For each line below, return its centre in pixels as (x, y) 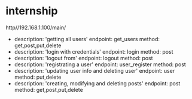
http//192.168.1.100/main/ (36, 27)
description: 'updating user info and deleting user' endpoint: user (95, 70)
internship (32, 11)
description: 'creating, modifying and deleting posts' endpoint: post (97, 83)
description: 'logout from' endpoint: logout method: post (83, 58)
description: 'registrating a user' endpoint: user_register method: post (100, 64)
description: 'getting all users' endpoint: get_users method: (87, 39)
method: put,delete (38, 77)
